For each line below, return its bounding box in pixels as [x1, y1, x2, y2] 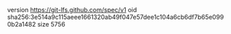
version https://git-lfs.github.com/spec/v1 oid [7, 6, 137, 14]
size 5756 [37, 20, 66, 28]
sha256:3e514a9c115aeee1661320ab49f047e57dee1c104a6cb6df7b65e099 [7, 13, 225, 21]
